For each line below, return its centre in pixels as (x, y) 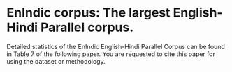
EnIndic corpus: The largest (88, 13)
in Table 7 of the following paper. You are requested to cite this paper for (111, 54)
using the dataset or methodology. (56, 61)
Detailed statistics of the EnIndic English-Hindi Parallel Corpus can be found (116, 46)
